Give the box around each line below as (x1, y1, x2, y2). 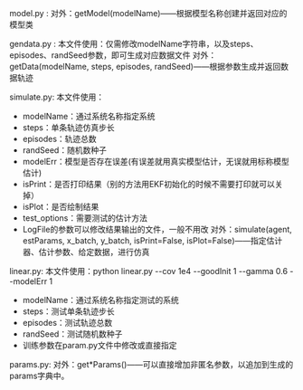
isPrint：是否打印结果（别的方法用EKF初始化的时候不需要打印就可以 (22, 179, 276, 189)
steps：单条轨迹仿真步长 (22, 122, 115, 133)
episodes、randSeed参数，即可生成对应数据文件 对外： (9, 50, 217, 61)
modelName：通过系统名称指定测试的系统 (22, 295, 179, 305)
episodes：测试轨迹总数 (22, 318, 113, 328)
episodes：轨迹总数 (22, 134, 97, 144)
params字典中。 (9, 370, 70, 381)
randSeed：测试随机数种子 (22, 328, 123, 339)
